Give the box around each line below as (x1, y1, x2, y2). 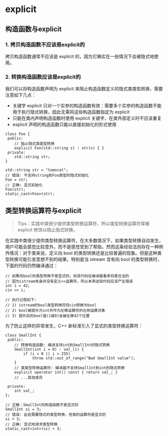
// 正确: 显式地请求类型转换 (5, 421, 58, 427)
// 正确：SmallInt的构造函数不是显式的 (5, 402, 79, 407)
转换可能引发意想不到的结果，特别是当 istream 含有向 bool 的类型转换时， (9, 256, 162, 262)
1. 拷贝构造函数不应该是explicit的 (5, 41, 85, 48)
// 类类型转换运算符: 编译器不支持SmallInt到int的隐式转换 (14, 365, 125, 370)
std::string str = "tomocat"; (5, 168, 69, 173)
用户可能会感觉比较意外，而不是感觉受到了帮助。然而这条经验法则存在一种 (5, 243, 159, 249)
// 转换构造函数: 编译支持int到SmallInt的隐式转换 (14, 342, 110, 347)
